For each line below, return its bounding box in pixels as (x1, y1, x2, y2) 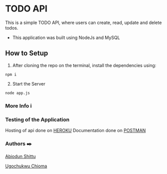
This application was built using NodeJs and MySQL (12, 34, 120, 40)
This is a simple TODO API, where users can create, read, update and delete (5, 19, 162, 25)
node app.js (5, 90, 30, 95)
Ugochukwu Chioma (5, 163, 47, 169)
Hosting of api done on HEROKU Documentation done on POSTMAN (5, 127, 146, 133)
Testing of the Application (5, 116, 70, 123)
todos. (5, 24, 18, 30)
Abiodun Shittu (5, 153, 36, 159)
